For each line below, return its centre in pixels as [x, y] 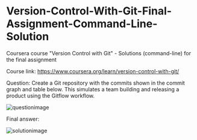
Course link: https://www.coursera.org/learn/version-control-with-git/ [93, 71]
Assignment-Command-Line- [82, 24]
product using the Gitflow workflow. [51, 96]
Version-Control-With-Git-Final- [89, 11]
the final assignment [32, 59]
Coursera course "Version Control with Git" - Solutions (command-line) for [99, 53]
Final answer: [23, 119]
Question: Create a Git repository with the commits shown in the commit [95, 83]
